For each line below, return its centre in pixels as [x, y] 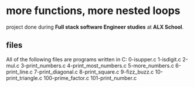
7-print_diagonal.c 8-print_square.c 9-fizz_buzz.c [94, 72]
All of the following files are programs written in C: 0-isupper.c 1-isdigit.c [94, 59]
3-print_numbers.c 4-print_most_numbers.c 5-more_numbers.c [97, 65]
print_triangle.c [24, 78]
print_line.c [20, 72]
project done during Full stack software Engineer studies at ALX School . [95, 27]
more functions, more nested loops [93, 11]
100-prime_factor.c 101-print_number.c [90, 78]
